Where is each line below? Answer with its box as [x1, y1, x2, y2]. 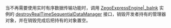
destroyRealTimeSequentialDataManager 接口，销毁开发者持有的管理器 [15, 11, 166, 17]
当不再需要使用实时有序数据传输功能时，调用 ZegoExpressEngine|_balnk [5, 5, 159, 10]
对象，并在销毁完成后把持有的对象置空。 [5, 17, 91, 23]
